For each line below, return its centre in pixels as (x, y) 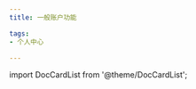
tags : (19, 33)
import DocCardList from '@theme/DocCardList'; (98, 75)
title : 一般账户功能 (43, 17)
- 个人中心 (27, 42)
